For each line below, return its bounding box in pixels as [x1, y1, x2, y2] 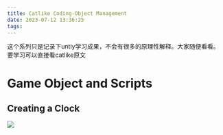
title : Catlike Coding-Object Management [7, 10, 128, 17]
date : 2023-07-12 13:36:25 [7, 16, 84, 23]
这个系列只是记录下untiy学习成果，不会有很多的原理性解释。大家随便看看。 [7, 42, 220, 51]
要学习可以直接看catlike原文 [7, 51, 86, 59]
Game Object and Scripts [7, 75, 153, 91]
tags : [7, 23, 23, 29]
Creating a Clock [7, 102, 80, 114]
